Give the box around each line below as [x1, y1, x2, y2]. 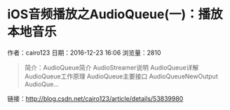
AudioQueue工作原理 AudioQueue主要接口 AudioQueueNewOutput [24, 71, 219, 81]
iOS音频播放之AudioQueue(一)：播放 [7, 6, 223, 22]
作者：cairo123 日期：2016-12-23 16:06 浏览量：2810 [7, 48, 161, 57]
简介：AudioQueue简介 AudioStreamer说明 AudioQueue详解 [24, 63, 199, 71]
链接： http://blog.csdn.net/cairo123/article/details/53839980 [7, 94, 184, 102]
